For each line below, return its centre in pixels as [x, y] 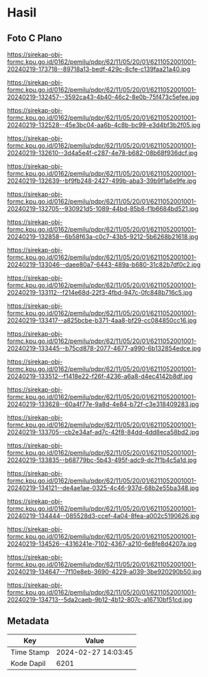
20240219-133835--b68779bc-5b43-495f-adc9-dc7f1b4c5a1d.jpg [102, 460]
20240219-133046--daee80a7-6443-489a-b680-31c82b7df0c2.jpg [104, 265]
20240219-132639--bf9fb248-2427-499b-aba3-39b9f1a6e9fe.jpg [102, 181]
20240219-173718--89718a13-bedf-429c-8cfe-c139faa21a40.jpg [99, 69]
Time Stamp [30, 652]
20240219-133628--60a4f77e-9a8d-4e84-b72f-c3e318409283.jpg [103, 404]
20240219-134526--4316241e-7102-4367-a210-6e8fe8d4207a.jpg [102, 544]
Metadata [28, 621]
